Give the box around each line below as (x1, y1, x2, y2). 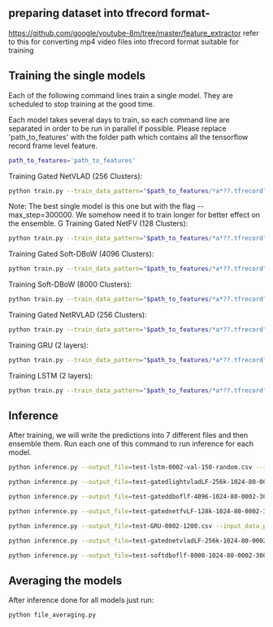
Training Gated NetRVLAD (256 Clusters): (8, 310, 148, 319)
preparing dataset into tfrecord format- (8, 6, 210, 20)
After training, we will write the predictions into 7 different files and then (8, 430, 249, 440)
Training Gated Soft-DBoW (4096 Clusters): (8, 249, 154, 259)
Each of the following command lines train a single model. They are (8, 90, 233, 100)
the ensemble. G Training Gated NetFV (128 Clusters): (8, 218, 188, 228)
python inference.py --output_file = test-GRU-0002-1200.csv (8, 521, 213, 530)
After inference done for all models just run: (8, 595, 154, 605)
